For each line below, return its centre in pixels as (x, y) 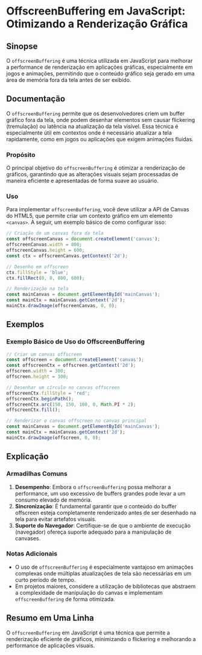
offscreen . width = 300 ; (36, 371)
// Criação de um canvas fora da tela (55, 234)
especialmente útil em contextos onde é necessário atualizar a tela (89, 133)
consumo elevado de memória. (53, 500)
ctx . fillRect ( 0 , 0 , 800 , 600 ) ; (46, 278)
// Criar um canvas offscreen (44, 354)
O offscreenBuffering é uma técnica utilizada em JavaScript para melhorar (99, 61)
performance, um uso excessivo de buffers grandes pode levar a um (100, 493)
